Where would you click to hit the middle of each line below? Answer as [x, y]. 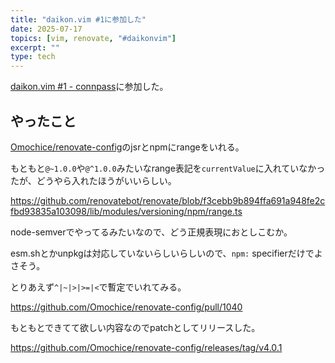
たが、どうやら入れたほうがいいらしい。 [93, 180]
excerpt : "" [35, 47]
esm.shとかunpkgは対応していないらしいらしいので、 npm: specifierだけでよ [166, 253]
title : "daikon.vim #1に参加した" [78, 19]
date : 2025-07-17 [46, 29]
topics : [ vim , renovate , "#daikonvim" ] [93, 38]
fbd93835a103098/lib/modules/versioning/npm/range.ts [126, 211]
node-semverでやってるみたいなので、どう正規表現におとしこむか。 [151, 232]
